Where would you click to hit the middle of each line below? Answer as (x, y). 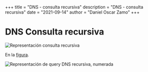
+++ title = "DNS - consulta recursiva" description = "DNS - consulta (74, 7)
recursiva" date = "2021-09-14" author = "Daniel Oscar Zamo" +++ (72, 12)
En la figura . (17, 54)
